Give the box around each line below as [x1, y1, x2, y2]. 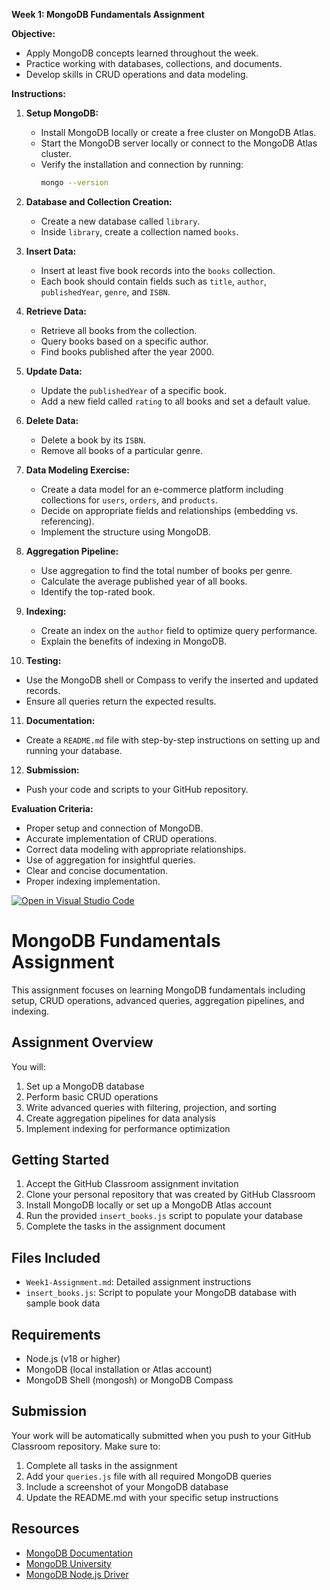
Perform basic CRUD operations [25, 1090, 159, 1103]
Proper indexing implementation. [25, 875, 161, 887]
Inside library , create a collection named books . [40, 225, 239, 238]
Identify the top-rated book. [40, 585, 156, 598]
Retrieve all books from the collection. [40, 324, 198, 336]
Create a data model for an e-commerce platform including [40, 483, 284, 495]
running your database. [25, 744, 123, 756]
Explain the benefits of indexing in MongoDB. [40, 635, 228, 647]
